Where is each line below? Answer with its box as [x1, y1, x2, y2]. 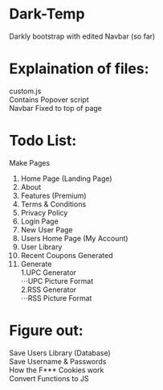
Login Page [20, 216, 59, 226]
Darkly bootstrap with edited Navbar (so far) [9, 31, 156, 41]
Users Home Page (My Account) [20, 233, 128, 243]
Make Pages [9, 158, 51, 167]
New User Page [20, 224, 73, 234]
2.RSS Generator [20, 285, 77, 294]
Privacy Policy [20, 207, 68, 217]
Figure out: [9, 322, 84, 339]
